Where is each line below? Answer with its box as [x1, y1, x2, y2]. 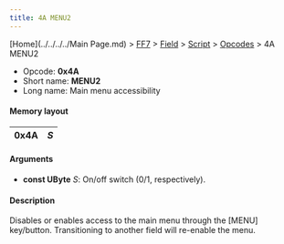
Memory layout [9, 106, 68, 117]
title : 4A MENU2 [9, 13, 71, 23]
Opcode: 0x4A [22, 66, 79, 76]
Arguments [9, 154, 54, 165]
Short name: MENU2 [22, 75, 101, 86]
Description [9, 195, 56, 206]
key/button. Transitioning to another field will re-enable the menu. [9, 225, 256, 236]
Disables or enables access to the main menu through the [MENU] [9, 215, 258, 226]
